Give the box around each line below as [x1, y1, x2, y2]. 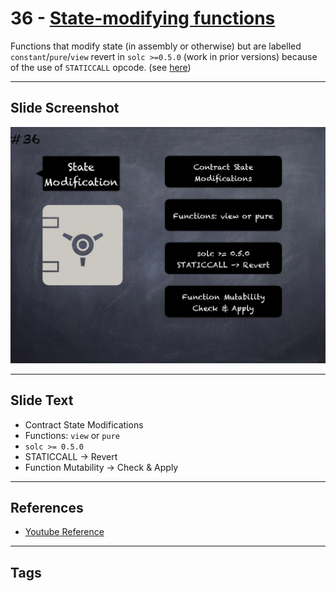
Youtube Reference [24, 526, 105, 538]
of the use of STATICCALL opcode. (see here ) [10, 61, 192, 73]
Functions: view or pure [24, 429, 120, 441]
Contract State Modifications [24, 418, 144, 431]
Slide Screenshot [10, 100, 120, 117]
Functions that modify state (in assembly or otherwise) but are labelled [10, 40, 302, 52]
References [10, 499, 84, 516]
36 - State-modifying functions [10, 7, 276, 30]
